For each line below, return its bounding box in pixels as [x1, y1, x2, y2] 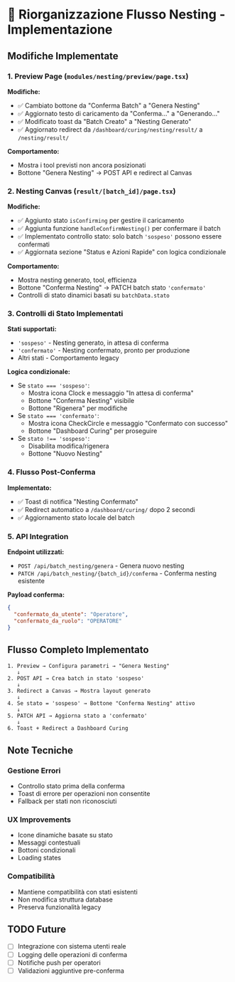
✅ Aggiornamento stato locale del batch [17, 513, 135, 522]
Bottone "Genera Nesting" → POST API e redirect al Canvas [17, 168, 192, 177]
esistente [17, 577, 45, 585]
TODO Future [7, 924, 66, 936]
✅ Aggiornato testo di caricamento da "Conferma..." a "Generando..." [17, 109, 220, 117]
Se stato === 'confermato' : [17, 412, 99, 420]
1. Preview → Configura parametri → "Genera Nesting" [7, 662, 170, 670]
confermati [17, 240, 50, 249]
